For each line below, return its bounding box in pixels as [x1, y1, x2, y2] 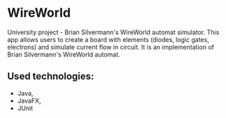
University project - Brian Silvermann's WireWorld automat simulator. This [7, 28, 220, 36]
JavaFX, [17, 96, 41, 105]
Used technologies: [7, 71, 94, 82]
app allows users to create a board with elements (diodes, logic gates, [7, 35, 210, 43]
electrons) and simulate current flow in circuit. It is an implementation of [7, 43, 215, 51]
